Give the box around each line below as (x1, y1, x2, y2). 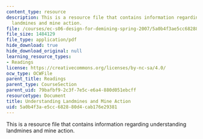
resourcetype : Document (6, 93, 66, 99)
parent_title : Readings (6, 76, 66, 82)
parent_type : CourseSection (6, 82, 77, 88)
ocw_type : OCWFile (6, 70, 53, 76)
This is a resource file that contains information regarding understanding (6, 120, 187, 128)
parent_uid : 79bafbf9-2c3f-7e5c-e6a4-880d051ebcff (6, 87, 137, 93)
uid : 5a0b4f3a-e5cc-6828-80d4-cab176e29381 (6, 103, 118, 110)
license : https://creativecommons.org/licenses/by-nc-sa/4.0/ (6, 64, 166, 71)
